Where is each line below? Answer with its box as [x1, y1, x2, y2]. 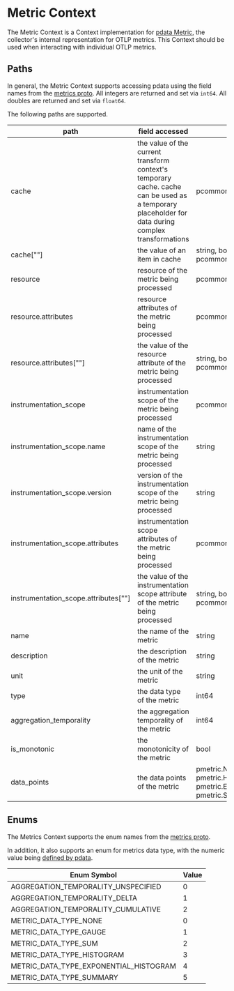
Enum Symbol [70, 870, 117, 879]
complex [136, 225, 166, 235]
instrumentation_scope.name [10, 441, 106, 451]
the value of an [136, 245, 187, 255]
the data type [136, 686, 181, 696]
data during [136, 216, 175, 226]
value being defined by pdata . [7, 853, 93, 862]
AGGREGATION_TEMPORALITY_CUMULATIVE [10, 905, 162, 914]
